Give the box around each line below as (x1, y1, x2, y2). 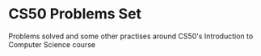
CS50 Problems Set (8, 5, 142, 23)
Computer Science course (8, 39, 95, 49)
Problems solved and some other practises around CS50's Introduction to (8, 31, 254, 41)
